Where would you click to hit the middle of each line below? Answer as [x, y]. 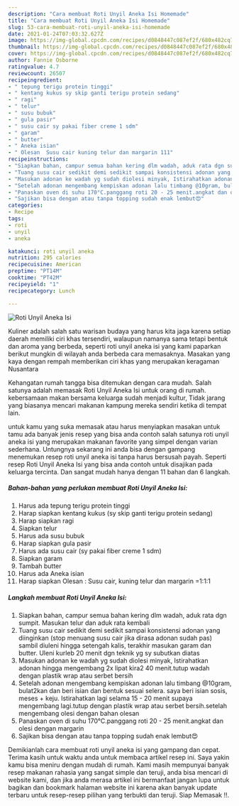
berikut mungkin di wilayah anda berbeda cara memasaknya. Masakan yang [119, 354]
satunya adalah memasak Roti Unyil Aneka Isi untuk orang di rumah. [107, 390]
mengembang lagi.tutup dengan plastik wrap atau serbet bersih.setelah [123, 706]
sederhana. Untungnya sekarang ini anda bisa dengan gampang [102, 449]
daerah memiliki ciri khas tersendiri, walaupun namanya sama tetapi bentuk [118, 339]
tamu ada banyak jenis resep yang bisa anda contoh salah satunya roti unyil [118, 434]
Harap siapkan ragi [46, 521]
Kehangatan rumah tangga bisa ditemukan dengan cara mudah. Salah [110, 382]
